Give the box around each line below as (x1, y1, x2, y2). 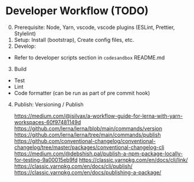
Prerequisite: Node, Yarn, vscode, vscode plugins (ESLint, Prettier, (14, 24, 175, 31)
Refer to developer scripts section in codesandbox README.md (14, 54, 165, 61)
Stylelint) (14, 30, 36, 37)
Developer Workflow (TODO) (5, 4, 149, 18)
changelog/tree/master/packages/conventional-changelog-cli (14, 144, 165, 151)
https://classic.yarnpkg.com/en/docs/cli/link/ (78, 156, 188, 163)
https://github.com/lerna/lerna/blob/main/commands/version (14, 125, 163, 132)
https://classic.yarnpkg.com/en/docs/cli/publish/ (14, 162, 133, 170)
